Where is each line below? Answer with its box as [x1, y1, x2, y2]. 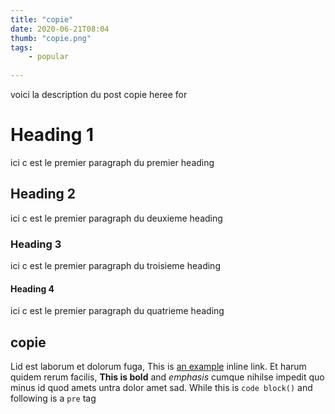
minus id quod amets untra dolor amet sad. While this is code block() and [10, 382, 313, 394]
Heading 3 [10, 237, 62, 251]
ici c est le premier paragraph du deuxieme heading [10, 212, 223, 224]
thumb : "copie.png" [10, 33, 92, 43]
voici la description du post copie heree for [10, 89, 188, 100]
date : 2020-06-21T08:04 [10, 24, 110, 34]
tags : [10, 42, 33, 53]
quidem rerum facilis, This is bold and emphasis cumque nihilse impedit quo [10, 371, 325, 383]
